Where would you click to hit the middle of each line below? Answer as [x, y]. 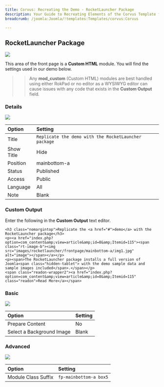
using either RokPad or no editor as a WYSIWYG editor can [88, 84]
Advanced [18, 347]
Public [44, 179]
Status [15, 171]
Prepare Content [26, 324]
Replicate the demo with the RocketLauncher [89, 137]
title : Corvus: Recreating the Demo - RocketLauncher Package [70, 10]
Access [16, 179]
